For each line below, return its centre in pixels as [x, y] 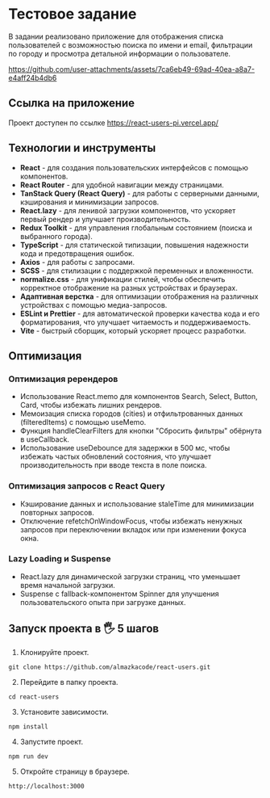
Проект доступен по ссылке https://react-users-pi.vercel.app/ [114, 123]
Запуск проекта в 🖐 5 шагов [84, 629]
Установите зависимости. [64, 712]
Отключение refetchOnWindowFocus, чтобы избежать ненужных [131, 521]
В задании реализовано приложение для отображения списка [116, 36]
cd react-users [34, 697]
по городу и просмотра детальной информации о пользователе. [120, 53]
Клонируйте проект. [54, 652]
